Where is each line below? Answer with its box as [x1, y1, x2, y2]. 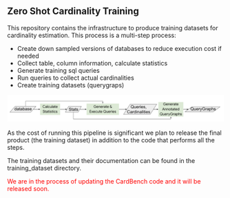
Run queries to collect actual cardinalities [17, 74, 134, 82]
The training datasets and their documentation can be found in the [7, 156, 196, 164]
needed [17, 52, 39, 60]
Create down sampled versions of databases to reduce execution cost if [17, 44, 222, 52]
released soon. [7, 184, 50, 192]
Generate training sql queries [17, 66, 100, 74]
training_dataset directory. [7, 164, 81, 172]
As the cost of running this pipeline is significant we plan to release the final [7, 129, 222, 137]
